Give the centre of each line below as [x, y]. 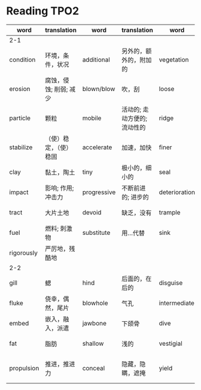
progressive [99, 192]
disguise [171, 283]
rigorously [23, 253]
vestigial [170, 343]
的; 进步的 [135, 197]
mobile [92, 118]
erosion [20, 89]
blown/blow [99, 89]
